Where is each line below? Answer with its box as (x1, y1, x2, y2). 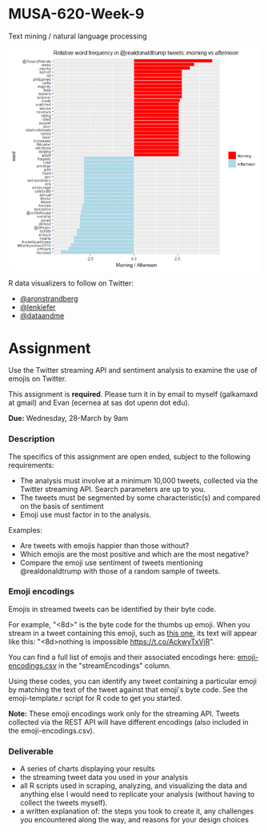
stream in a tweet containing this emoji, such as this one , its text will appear (8, 628, 258, 638)
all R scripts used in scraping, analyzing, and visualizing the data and (19, 781, 248, 790)
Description (8, 434, 55, 445)
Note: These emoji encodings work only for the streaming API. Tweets (8, 709, 240, 718)
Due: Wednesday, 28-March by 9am (8, 414, 129, 423)
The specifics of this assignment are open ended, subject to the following (8, 451, 250, 461)
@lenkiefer (19, 302, 56, 312)
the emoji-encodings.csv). (8, 726, 95, 735)
